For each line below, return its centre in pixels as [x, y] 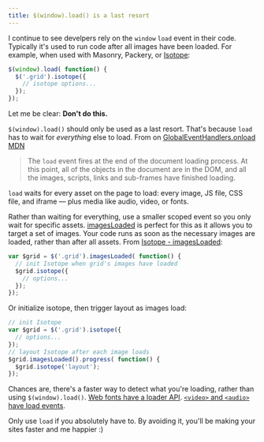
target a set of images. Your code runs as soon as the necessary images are [132, 233]
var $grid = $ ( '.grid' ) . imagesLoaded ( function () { [95, 257]
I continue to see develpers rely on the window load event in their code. [122, 38]
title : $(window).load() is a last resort [79, 15]
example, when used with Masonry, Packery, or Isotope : [99, 54]
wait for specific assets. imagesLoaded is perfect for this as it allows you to [130, 225]
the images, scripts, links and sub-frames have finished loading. [132, 178]
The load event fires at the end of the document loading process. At [138, 161]
